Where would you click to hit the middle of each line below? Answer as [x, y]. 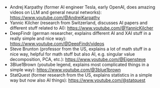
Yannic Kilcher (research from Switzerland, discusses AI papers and [79, 23]
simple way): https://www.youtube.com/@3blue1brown [65, 70]
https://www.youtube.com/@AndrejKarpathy [55, 17]
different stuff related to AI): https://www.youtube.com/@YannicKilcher [81, 28]
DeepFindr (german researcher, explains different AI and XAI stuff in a [80, 33]
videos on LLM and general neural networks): [56, 12]
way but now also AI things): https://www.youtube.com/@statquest [78, 80]
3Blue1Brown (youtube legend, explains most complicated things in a [79, 64]
